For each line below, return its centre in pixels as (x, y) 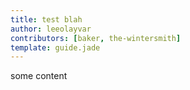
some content (39, 76)
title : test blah (46, 19)
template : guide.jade (55, 47)
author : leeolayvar (51, 29)
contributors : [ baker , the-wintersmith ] (96, 38)
